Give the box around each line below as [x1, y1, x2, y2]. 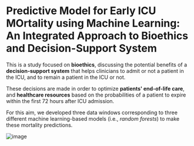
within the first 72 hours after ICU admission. [6, 97, 115, 104]
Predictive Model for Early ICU [6, 4, 156, 18]
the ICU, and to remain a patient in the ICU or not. [6, 74, 126, 81]
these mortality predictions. [6, 121, 73, 128]
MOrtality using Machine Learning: [6, 16, 180, 30]
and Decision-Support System [6, 42, 158, 55]
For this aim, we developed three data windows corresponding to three [6, 109, 178, 116]
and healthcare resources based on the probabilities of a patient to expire [6, 91, 186, 98]
